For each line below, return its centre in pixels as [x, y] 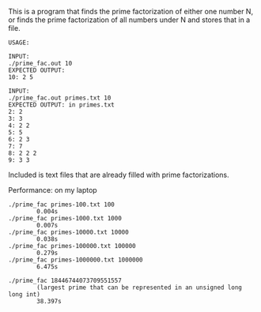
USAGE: [19, 43]
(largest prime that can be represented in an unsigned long [140, 288]
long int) [25, 295]
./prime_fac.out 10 [40, 63]
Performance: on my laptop [53, 190]
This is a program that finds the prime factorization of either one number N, [131, 11]
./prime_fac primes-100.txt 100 [61, 205]
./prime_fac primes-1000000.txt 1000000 [76, 260]
